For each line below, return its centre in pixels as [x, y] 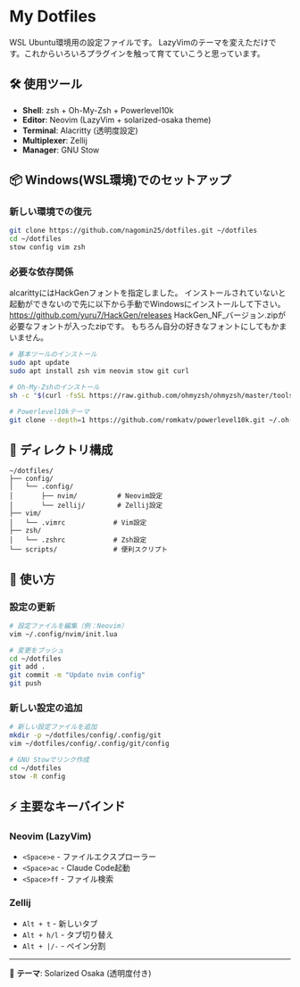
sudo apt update [39, 363]
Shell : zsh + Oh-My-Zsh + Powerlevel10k [98, 110]
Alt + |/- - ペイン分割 [64, 946]
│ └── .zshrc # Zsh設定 [78, 540]
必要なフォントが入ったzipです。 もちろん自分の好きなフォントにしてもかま [148, 327]
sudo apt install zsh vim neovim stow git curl [100, 371]
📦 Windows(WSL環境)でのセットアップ [121, 180]
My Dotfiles [53, 17]
